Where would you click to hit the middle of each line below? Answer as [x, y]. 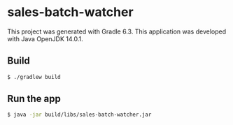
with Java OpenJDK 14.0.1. [45, 38]
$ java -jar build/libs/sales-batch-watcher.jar [79, 115]
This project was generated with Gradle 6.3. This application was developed [116, 31]
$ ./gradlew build [34, 77]
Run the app [34, 99]
